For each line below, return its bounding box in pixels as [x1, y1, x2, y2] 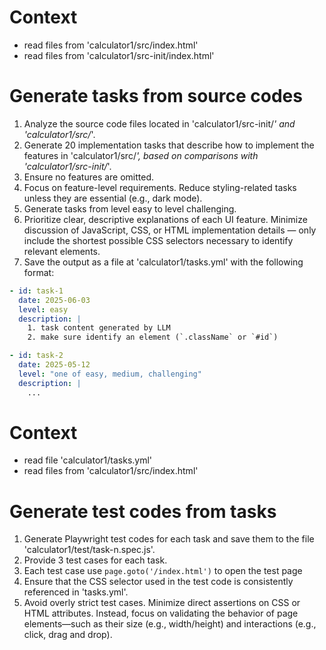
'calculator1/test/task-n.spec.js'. [23, 544, 156, 556]
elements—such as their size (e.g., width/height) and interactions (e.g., [23, 618, 317, 630]
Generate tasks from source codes [9, 85, 303, 108]
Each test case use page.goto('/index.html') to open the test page [23, 565, 303, 577]
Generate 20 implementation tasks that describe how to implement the [23, 139, 315, 151]
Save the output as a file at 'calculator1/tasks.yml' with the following [23, 256, 304, 268]
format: [23, 266, 55, 278]
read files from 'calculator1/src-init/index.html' [23, 49, 215, 61]
